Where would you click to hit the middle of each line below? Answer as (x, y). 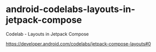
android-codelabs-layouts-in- (71, 9)
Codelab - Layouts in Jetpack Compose (48, 34)
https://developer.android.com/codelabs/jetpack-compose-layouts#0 (79, 43)
